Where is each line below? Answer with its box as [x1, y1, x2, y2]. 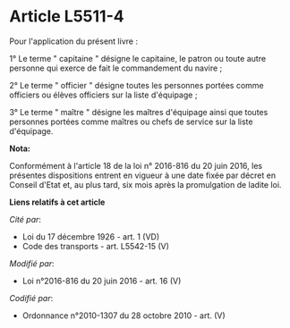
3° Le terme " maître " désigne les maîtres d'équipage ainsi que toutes [9, 106, 269, 117]
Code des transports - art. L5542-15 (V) [21, 240, 170, 251]
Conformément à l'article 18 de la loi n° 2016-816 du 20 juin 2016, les [9, 160, 262, 171]
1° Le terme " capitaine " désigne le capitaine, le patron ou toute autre [9, 53, 267, 63]
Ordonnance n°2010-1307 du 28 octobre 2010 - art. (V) [21, 310, 226, 321]
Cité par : [9, 214, 42, 224]
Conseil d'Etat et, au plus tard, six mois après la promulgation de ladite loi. [9, 179, 282, 189]
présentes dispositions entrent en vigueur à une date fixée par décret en [9, 170, 276, 181]
